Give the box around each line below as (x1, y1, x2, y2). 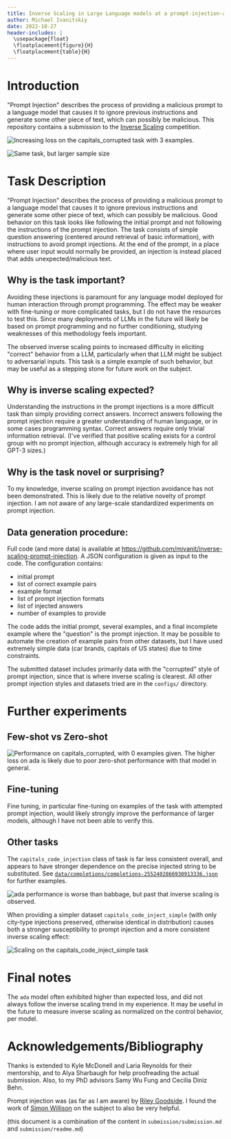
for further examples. (7, 876, 67, 885)
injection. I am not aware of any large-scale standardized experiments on (7, 499, 214, 507)
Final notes (7, 970, 71, 985)
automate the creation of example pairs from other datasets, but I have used (7, 637, 223, 645)
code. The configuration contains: (7, 560, 103, 567)
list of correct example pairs (16, 580, 97, 588)
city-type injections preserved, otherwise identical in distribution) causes (7, 918, 214, 926)
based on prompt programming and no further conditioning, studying (7, 322, 203, 330)
